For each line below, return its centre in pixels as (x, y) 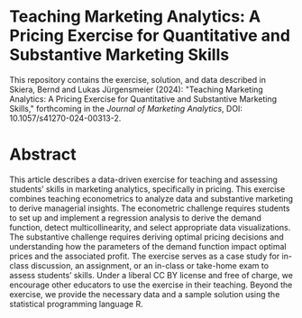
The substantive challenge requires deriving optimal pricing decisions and (146, 237)
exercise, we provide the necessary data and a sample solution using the (145, 294)
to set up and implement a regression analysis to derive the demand (135, 217)
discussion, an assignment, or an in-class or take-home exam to (149, 265)
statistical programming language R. (76, 304)
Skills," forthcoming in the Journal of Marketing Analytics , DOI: (126, 108)
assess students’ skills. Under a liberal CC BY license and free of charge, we (151, 275)
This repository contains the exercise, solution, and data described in (137, 79)
